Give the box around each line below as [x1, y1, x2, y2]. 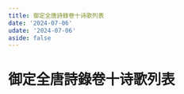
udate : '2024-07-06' [8, 26, 77, 34]
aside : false [8, 33, 52, 42]
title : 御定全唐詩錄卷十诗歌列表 [8, 11, 105, 20]
